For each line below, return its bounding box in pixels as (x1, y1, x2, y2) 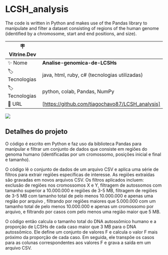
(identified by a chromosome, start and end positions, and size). (5, 30, 137, 36)
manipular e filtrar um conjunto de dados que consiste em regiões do (5, 146, 147, 152)
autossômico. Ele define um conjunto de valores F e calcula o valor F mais (5, 229, 158, 235)
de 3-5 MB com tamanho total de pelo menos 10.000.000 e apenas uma (5, 193, 153, 199)
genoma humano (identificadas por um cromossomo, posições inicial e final (5, 151, 161, 157)
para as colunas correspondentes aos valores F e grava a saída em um (5, 240, 151, 246)
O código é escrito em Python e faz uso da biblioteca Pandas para (5, 141, 141, 147)
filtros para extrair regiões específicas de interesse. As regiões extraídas (5, 171, 155, 178)
